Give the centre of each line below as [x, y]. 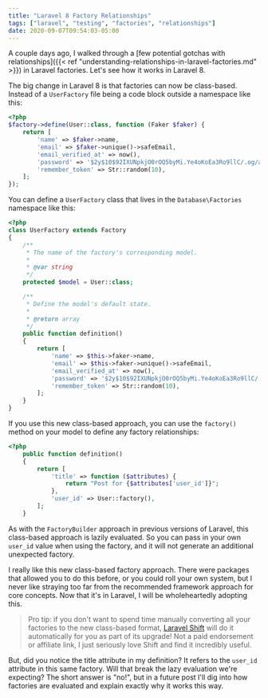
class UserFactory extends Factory [67, 230]
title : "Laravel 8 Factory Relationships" [80, 16]
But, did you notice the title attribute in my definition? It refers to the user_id [133, 660]
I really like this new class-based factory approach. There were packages [129, 569]
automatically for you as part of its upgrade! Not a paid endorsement [140, 636]
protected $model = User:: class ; [78, 282]
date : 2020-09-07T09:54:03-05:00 [64, 30]
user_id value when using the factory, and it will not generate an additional [131, 545]
